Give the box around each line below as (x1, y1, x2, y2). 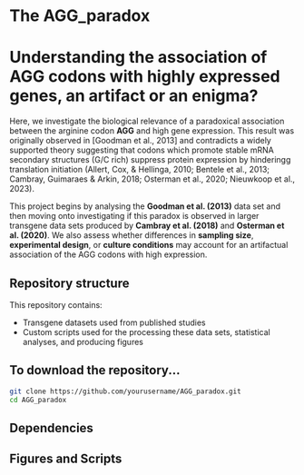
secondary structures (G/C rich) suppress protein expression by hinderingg (9, 154, 291, 165)
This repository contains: (9, 299, 103, 310)
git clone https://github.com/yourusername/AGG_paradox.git (9, 387, 242, 396)
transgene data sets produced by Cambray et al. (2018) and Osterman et (9, 220, 285, 232)
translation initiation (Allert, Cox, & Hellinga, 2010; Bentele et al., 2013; (9, 164, 270, 175)
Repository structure (9, 275, 130, 291)
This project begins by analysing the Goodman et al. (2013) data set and (9, 201, 281, 212)
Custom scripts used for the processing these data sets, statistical (22, 326, 270, 337)
